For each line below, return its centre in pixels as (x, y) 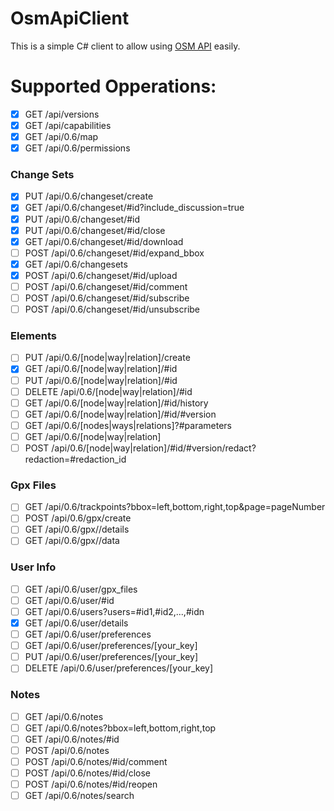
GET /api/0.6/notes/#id (72, 739)
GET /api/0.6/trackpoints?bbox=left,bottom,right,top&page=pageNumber (175, 507)
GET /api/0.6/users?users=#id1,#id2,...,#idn (114, 611)
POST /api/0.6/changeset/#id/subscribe (107, 298)
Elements (34, 336)
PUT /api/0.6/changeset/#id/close (95, 230)
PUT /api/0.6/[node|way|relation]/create (107, 358)
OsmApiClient (70, 18)
